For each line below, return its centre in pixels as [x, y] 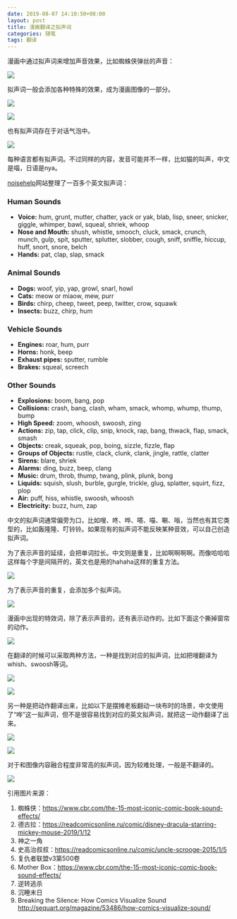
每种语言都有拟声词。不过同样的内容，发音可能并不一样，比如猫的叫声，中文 [119, 159]
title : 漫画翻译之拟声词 [39, 27]
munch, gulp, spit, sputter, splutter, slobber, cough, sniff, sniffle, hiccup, [122, 239]
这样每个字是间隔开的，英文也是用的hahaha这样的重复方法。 [95, 562]
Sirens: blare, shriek [47, 461]
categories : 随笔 [32, 34]
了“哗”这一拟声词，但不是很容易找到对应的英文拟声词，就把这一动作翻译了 [115, 715]
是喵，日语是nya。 [34, 168]
